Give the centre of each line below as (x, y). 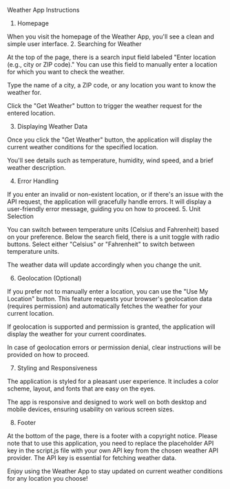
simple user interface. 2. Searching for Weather (74, 44)
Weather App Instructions (43, 10)
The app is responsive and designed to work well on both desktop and (107, 402)
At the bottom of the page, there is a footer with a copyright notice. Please (113, 436)
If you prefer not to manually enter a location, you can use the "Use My (108, 291)
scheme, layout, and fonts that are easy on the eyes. (82, 389)
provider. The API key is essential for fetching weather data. (92, 458)
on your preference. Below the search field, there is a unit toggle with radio (113, 237)
